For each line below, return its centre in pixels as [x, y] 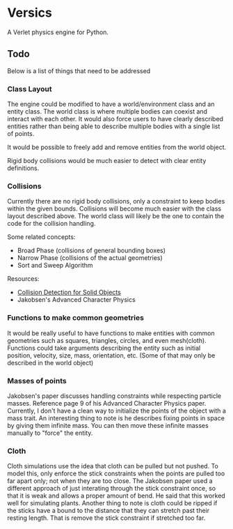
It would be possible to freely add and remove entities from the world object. [117, 147]
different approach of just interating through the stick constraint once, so [112, 489]
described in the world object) [50, 362]
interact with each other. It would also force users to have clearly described [115, 119]
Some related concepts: [41, 237]
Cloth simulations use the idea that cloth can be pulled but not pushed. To [113, 466]
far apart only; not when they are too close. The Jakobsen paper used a [110, 481]
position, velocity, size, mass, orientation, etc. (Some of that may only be [111, 355]
